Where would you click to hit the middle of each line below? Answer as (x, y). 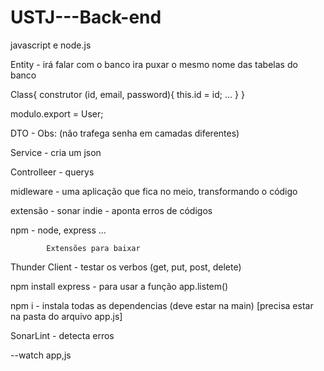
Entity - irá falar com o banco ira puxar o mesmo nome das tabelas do (154, 64)
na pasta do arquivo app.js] (66, 316)
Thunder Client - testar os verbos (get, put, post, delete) (126, 267)
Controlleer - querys (52, 172)
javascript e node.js (51, 45)
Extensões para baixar (93, 248)
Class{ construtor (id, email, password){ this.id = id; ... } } (127, 94)
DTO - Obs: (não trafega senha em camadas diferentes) (125, 133)
